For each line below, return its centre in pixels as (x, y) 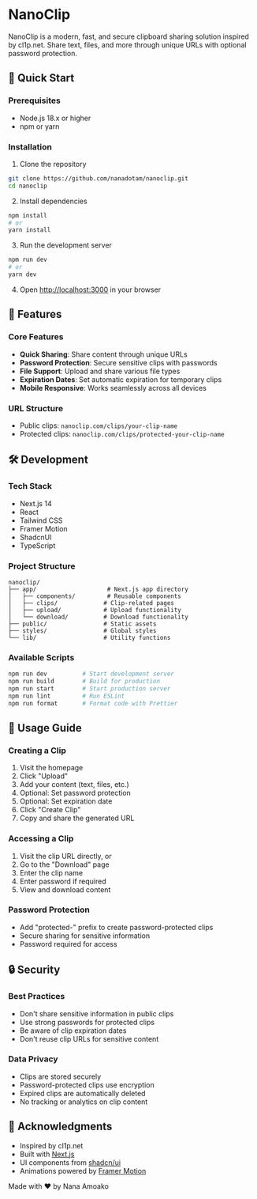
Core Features (36, 337)
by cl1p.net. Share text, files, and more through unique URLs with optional (127, 44)
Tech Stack (30, 486)
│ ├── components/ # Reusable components (95, 596)
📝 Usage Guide (45, 728)
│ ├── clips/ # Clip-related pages (91, 603)
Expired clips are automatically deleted (82, 1093)
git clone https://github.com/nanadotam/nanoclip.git (99, 178)
